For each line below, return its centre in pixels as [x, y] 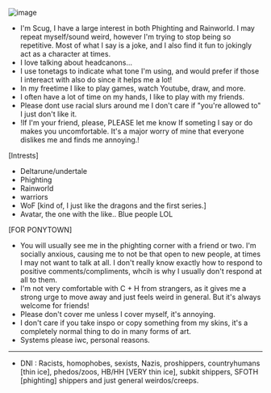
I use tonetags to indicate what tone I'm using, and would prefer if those [140, 71]
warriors [34, 197]
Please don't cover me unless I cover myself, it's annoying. [118, 314]
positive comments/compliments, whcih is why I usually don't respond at [141, 271]
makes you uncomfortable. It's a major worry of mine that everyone [132, 131]
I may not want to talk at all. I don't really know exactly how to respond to [141, 262]
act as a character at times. [65, 54]
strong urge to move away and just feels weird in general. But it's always [140, 297]
